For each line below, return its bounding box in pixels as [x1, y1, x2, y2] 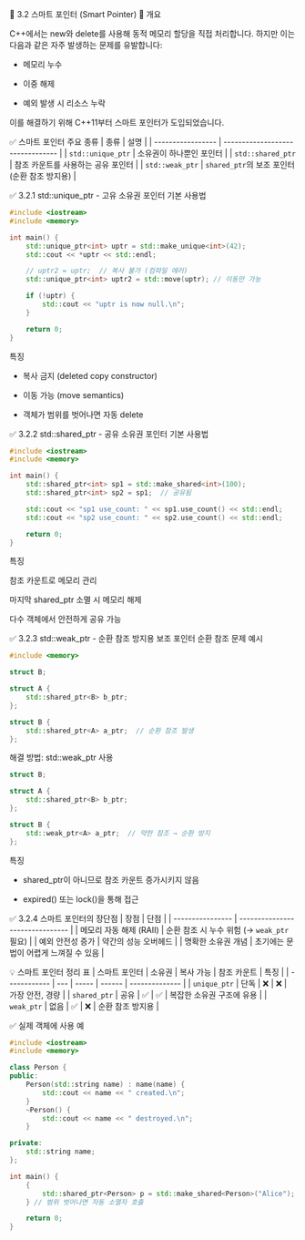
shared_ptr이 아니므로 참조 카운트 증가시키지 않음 [22, 874, 200, 885]
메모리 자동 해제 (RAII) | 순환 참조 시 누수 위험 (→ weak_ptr [80, 924, 290, 935]
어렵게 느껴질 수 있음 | [25, 947, 105, 958]
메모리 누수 [22, 59, 63, 69]
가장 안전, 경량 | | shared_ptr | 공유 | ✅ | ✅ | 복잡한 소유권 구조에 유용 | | [9, 989, 268, 1000]
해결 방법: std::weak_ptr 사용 [9, 752, 114, 763]
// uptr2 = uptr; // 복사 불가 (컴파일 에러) [25, 266, 188, 276]
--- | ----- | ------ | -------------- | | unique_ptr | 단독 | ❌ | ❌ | [56, 978, 288, 989]
